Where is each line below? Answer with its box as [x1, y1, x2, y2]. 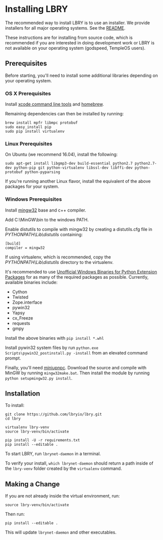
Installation [5, 390, 40, 398]
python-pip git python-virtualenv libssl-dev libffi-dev [14, 165, 133, 171]
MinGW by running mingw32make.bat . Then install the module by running [5, 370, 150, 376]
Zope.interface [12, 299, 43, 305]
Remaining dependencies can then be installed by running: [5, 111, 124, 117]
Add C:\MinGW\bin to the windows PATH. [5, 216, 89, 222]
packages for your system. [5, 183, 59, 189]
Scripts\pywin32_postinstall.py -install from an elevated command [5, 350, 148, 356]
